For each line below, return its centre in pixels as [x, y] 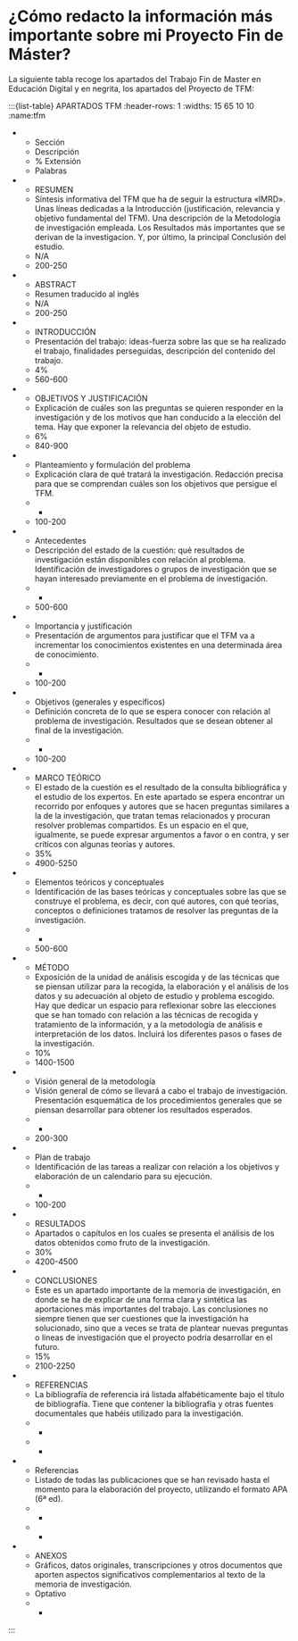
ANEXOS [51, 1555]
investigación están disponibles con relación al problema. [140, 559]
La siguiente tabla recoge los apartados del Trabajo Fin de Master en [135, 79]
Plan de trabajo [62, 1157]
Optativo [50, 1593]
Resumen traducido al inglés [87, 294]
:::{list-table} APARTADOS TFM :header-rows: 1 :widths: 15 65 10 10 [132, 105]
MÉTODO [52, 967]
